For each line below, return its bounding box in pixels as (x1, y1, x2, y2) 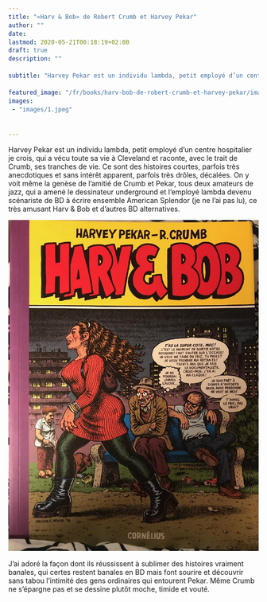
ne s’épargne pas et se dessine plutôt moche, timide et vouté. (8, 584, 211, 594)
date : (8, 29, 26, 37)
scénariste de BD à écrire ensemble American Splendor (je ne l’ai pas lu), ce (8, 196, 257, 205)
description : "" (8, 55, 62, 63)
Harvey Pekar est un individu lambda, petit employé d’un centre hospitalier (8, 145, 253, 154)
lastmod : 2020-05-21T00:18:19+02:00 (8, 38, 130, 46)
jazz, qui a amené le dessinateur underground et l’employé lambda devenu (8, 187, 252, 197)
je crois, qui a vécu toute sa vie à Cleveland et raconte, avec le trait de (8, 154, 238, 162)
